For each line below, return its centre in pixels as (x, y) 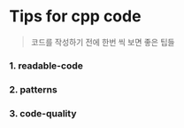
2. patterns (33, 89)
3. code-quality (43, 113)
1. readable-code (46, 66)
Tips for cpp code (75, 16)
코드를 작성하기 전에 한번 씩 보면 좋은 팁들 (103, 42)
